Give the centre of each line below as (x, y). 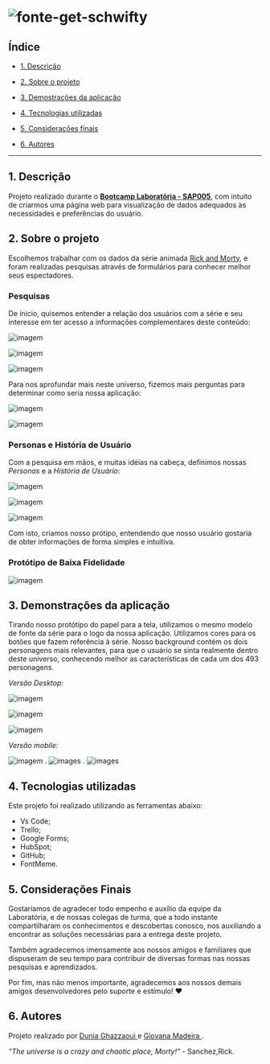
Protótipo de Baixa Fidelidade (67, 563)
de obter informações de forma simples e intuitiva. (92, 542)
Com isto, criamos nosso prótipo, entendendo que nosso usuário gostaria (130, 533)
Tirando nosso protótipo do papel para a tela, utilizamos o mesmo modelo (131, 625)
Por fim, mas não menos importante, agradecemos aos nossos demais (125, 982)
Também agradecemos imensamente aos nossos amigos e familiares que (130, 950)
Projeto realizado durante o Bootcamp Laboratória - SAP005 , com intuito (130, 196)
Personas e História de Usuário (70, 445)
